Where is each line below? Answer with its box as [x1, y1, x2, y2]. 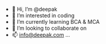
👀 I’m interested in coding [11, 12, 75, 19]
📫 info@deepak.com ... [11, 32, 70, 38]
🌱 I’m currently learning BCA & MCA [11, 18, 100, 25]
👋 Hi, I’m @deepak [11, 6, 58, 12]
